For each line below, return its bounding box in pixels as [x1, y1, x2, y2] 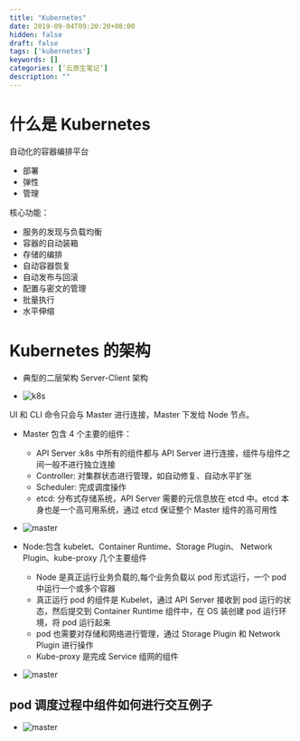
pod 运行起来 [61, 617, 111, 628]
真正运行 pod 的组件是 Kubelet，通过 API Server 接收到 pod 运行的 [35, 594, 284, 605]
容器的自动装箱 [22, 237, 79, 248]
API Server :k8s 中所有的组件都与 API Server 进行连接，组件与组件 [35, 447, 283, 458]
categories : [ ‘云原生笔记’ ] [9, 64, 108, 73]
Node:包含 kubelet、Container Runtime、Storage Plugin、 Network [22, 541, 273, 552]
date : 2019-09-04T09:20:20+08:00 [9, 22, 136, 31]
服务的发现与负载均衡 [22, 226, 102, 236]
